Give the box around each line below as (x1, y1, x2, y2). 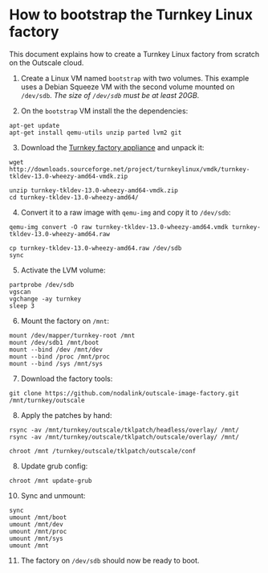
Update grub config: (20, 460, 88, 471)
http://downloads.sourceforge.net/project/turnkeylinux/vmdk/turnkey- (9, 165, 250, 174)
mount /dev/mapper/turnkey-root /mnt (9, 331, 136, 339)
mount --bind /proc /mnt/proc (9, 352, 111, 361)
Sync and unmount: (20, 490, 86, 500)
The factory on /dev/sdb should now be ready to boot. (20, 555, 200, 565)
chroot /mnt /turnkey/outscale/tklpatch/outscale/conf (9, 447, 197, 455)
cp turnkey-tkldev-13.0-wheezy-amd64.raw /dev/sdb (9, 244, 182, 252)
